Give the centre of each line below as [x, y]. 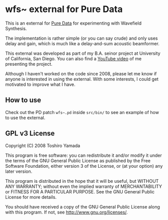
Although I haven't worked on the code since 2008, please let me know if [81, 73]
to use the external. [25, 118]
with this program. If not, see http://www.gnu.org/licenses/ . [67, 212]
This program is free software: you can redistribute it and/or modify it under [83, 155]
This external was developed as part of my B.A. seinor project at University [83, 53]
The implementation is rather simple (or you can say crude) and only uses [81, 38]
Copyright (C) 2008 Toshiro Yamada [43, 145]
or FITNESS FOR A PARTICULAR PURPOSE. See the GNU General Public [80, 191]
